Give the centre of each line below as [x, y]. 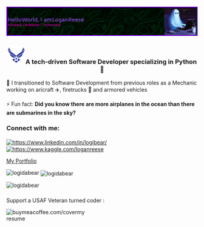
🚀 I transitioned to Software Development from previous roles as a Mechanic [102, 83]
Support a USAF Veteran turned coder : [56, 200]
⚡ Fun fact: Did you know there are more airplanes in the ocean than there [101, 104]
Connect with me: [33, 128]
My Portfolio [22, 161]
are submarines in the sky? [41, 112]
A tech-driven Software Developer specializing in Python [111, 62]
